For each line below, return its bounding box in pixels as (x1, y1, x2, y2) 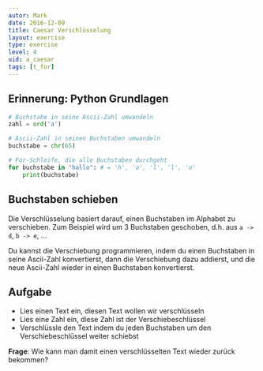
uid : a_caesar (8, 56, 55, 64)
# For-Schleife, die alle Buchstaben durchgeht (8, 156, 168, 164)
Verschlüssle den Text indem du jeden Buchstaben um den (19, 323, 212, 332)
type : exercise (8, 41, 58, 49)
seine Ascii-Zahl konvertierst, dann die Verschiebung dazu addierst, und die (8, 254, 255, 264)
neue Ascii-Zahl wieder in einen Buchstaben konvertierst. (8, 262, 195, 272)
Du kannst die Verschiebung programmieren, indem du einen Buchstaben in (8, 245, 255, 255)
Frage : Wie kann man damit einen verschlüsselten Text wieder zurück (8, 347, 235, 356)
